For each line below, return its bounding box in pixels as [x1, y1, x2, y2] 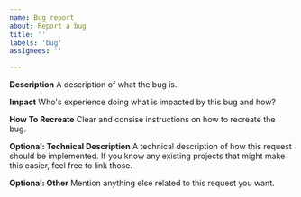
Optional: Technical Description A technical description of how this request [9, 141, 293, 152]
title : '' [9, 30, 47, 39]
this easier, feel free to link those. [9, 160, 133, 171]
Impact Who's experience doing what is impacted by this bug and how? [9, 96, 277, 108]
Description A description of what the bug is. [9, 79, 178, 90]
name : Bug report [9, 13, 75, 22]
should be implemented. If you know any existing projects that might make [9, 150, 286, 162]
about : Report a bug [9, 22, 87, 31]
